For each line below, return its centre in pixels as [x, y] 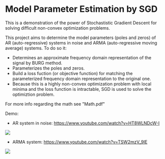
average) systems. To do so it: [36, 48]
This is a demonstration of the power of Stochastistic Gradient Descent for [81, 23]
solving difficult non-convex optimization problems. [58, 28]
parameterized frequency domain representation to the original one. [82, 79]
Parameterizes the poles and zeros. [49, 68]
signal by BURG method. [37, 63]
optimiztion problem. [33, 94]
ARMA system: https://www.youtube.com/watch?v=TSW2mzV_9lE [80, 142]
